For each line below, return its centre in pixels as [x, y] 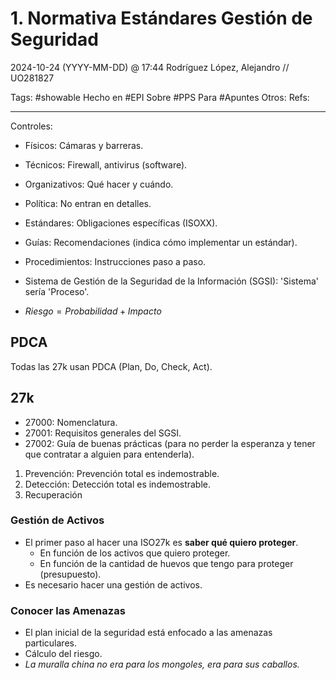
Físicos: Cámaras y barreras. [84, 145]
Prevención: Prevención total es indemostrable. [122, 473]
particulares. [50, 643]
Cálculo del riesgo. [63, 654]
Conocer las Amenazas [68, 610]
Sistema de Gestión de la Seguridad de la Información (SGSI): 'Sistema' [171, 281]
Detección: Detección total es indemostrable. [118, 484]
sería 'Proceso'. [57, 291]
